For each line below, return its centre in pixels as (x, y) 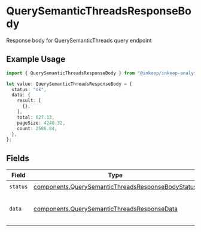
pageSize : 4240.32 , (41, 123)
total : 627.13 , (36, 117)
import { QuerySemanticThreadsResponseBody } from (71, 73)
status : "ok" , (29, 89)
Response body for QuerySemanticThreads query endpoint (79, 40)
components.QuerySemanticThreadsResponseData (106, 209)
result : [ (29, 101)
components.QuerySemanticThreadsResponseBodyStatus (115, 186)
